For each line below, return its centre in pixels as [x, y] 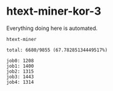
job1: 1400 [20, 66]
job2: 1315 [20, 71]
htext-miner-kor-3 [54, 11]
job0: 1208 [20, 60]
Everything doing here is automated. [52, 28]
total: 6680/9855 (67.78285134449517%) [57, 50]
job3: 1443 [20, 77]
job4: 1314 [20, 82]
